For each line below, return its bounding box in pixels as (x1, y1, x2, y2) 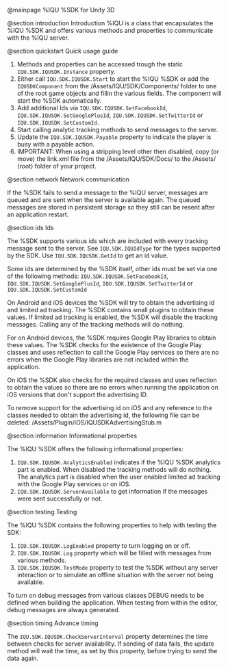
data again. (7, 654, 39, 662)
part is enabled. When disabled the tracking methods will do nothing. (16, 466, 212, 473)
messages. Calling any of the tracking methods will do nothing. (7, 320, 185, 328)
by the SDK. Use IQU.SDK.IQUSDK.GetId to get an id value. (7, 251, 169, 260)
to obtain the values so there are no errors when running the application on (7, 383, 219, 391)
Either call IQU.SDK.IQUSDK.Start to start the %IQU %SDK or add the (16, 75, 210, 83)
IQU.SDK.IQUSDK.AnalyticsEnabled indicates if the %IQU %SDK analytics (16, 458, 221, 466)
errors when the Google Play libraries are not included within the (7, 355, 189, 364)
